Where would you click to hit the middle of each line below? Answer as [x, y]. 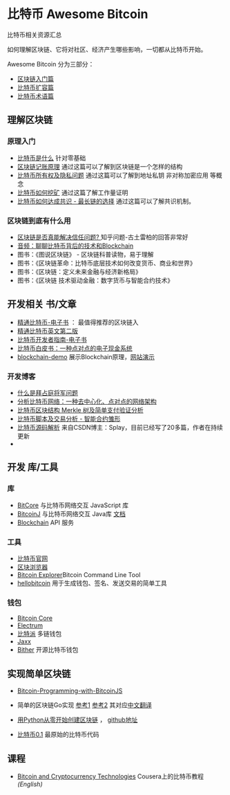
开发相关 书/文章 [42, 304]
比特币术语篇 [35, 96]
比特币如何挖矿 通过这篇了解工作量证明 [73, 192]
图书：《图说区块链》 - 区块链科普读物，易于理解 [85, 254]
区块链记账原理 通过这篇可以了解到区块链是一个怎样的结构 [100, 166]
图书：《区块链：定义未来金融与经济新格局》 [79, 271]
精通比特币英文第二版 [47, 331]
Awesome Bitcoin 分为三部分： [51, 64]
